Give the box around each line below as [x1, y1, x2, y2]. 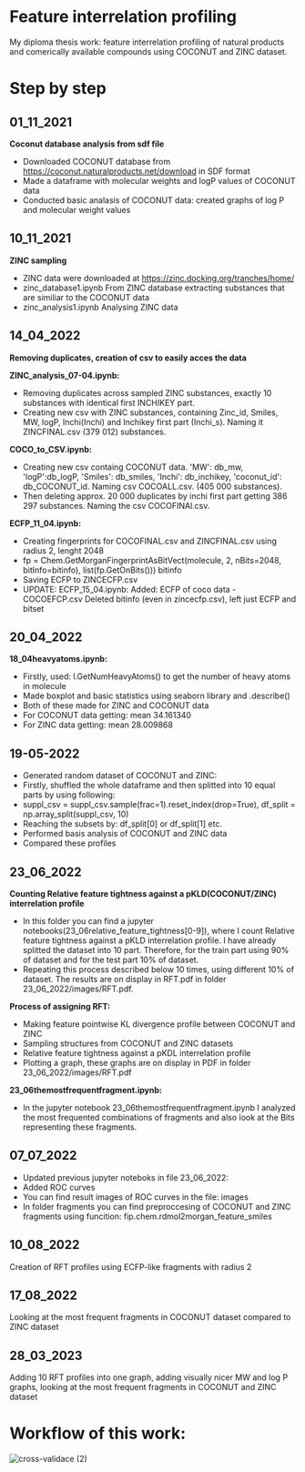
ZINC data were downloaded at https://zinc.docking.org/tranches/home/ [22, 272, 295, 283]
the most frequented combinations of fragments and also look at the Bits [22, 1112, 295, 1122]
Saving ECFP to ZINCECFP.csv [22, 574, 138, 584]
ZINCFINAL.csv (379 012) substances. [22, 426, 167, 437]
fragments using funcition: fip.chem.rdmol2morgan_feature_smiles [22, 1211, 273, 1222]
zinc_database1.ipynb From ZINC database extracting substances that [22, 282, 285, 293]
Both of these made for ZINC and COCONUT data [22, 700, 209, 711]
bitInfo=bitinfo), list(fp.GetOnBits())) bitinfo [22, 564, 182, 575]
